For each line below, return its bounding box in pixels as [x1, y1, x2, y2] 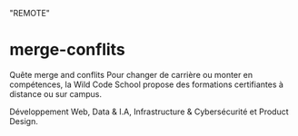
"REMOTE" [9, 8, 50, 18]
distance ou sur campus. [9, 88, 103, 99]
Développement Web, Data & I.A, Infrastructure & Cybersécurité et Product [9, 106, 289, 117]
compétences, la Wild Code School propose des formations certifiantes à [9, 79, 284, 90]
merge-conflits [9, 40, 125, 60]
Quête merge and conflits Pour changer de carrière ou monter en [9, 69, 253, 80]
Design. [9, 115, 38, 126]
